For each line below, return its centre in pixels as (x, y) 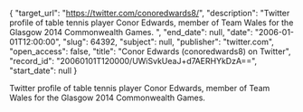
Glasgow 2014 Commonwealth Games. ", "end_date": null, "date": (131, 32)
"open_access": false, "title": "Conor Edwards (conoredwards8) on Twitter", (150, 51)
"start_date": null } (43, 70)
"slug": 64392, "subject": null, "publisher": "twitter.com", (168, 42)
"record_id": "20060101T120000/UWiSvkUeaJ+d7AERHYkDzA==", (133, 61)
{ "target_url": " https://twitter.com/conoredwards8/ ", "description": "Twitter (150, 13)
